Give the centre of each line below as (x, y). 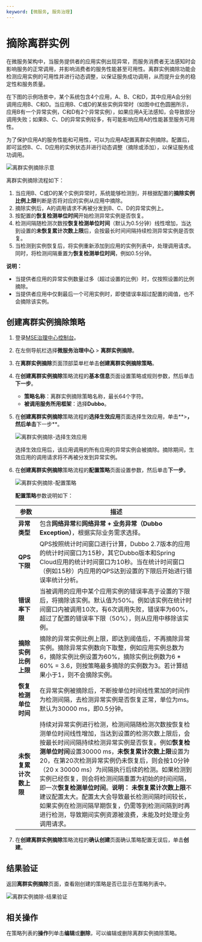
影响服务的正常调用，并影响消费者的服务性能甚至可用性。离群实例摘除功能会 (101, 69)
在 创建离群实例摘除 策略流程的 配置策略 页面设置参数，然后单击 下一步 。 (102, 470)
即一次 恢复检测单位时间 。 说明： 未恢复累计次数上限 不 (116, 788)
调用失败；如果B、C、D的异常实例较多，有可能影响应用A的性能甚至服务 (95, 119)
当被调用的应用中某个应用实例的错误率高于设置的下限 (115, 592)
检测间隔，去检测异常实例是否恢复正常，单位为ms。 (119, 700)
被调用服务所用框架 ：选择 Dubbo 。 (67, 404)
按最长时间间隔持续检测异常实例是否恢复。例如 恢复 (112, 743)
